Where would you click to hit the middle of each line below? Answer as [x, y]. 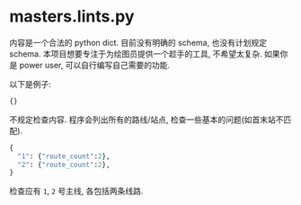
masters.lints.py [72, 17]
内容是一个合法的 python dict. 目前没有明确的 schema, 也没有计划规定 [138, 42]
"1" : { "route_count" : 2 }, [64, 156]
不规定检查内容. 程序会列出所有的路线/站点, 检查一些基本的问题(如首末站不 [147, 120]
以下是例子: [31, 84]
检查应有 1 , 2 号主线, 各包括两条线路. [76, 192]
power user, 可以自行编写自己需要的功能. [95, 65]
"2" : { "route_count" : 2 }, [64, 165]
